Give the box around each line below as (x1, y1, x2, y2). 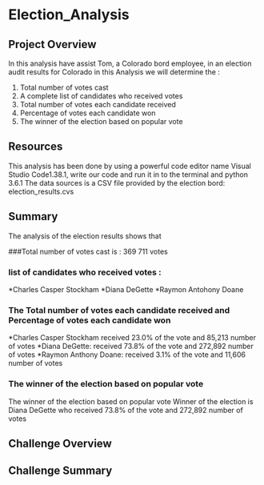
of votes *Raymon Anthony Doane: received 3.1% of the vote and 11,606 (8, 350, 246, 359)
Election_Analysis (8, 6, 130, 24)
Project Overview (8, 38, 97, 51)
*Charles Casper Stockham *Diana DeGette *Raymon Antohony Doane (8, 284, 244, 294)
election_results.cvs (8, 186, 74, 196)
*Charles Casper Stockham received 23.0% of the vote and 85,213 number (8, 333, 257, 343)
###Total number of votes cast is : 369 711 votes (8, 247, 168, 256)
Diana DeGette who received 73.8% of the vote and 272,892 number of (8, 405, 244, 415)
